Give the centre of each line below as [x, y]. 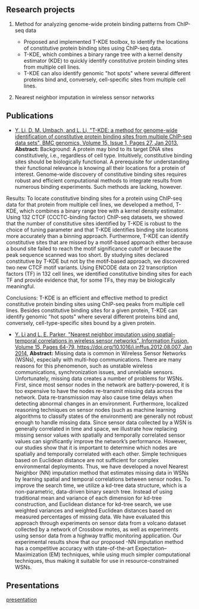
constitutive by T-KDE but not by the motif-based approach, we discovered [98, 261]
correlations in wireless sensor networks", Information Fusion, [113, 340]
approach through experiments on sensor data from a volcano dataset [100, 523]
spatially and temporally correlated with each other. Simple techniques [101, 454]
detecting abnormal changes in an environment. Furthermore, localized [101, 403]
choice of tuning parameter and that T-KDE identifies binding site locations [97, 230]
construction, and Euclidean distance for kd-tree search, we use [93, 504]
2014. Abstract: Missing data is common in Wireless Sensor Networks [100, 353]
